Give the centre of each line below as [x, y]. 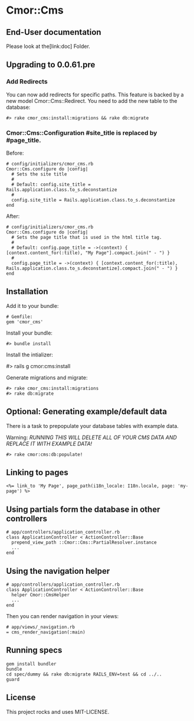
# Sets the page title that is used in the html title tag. [87, 237]
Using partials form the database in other [83, 509]
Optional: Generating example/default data [86, 412]
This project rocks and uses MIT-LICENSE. [58, 712]
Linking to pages [37, 472]
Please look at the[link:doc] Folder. [48, 46]
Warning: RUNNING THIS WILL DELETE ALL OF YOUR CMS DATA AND [91, 437]
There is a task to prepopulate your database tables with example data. [92, 426]
